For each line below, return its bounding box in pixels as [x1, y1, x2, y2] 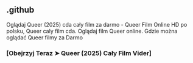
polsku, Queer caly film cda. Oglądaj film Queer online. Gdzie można [6, 27, 178, 35]
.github [6, 5, 35, 15]
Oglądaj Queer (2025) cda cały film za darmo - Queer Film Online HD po [6, 21, 188, 28]
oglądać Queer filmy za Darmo [6, 33, 83, 41]
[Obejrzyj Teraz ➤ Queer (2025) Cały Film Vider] [6, 48, 152, 57]
